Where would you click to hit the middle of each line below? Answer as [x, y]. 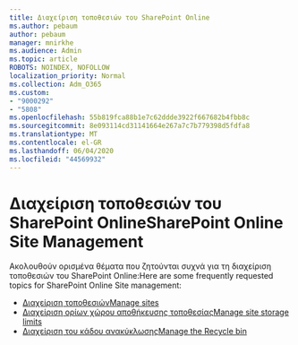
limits [32, 322]
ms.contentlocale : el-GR [55, 142]
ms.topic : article [43, 59]
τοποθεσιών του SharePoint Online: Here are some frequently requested [141, 276]
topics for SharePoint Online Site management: [95, 285]
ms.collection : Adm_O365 [55, 84]
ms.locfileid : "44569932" [57, 159]
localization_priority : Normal [68, 76]
